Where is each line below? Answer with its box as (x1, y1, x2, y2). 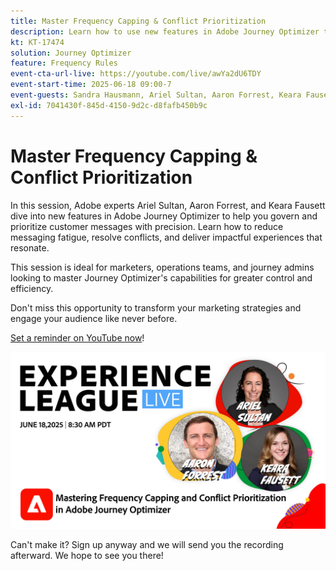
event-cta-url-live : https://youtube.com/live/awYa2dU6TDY (10, 69, 262, 79)
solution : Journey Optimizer (10, 48, 132, 58)
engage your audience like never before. (10, 312, 178, 324)
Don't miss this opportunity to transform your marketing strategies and (10, 301, 302, 314)
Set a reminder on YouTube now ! (10, 331, 145, 344)
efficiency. (10, 282, 54, 294)
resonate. (10, 241, 50, 254)
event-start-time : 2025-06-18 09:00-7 (10, 80, 172, 90)
